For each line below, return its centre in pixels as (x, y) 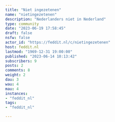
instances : (16, 93)
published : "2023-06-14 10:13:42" (41, 56)
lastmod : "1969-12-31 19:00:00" (39, 51)
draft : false (19, 33)
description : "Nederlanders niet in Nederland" (56, 19)
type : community (22, 24)
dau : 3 (12, 79)
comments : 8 (17, 70)
